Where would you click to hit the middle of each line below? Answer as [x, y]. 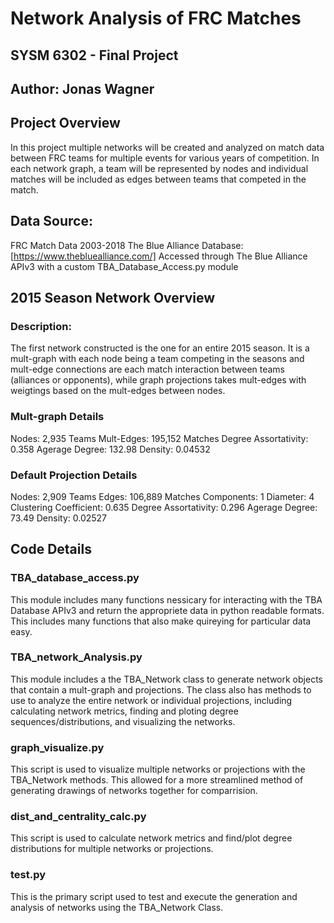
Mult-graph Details [57, 417]
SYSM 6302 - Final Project [94, 55]
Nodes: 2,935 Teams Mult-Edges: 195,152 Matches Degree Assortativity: [159, 438]
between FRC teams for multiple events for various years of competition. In [165, 158]
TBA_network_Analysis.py [76, 657]
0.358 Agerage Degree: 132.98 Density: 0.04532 [110, 449]
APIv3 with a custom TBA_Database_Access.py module [124, 266]
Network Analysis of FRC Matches [156, 18]
